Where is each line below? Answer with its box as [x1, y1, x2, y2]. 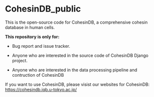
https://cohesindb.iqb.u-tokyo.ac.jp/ [5, 86, 77, 92]
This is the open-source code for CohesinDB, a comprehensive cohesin [5, 19, 148, 25]
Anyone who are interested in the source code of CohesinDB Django [12, 52, 149, 58]
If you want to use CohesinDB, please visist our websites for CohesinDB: [5, 81, 150, 87]
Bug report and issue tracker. [12, 43, 70, 49]
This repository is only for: [5, 34, 60, 40]
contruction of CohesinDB [12, 72, 64, 78]
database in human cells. [5, 24, 55, 30]
